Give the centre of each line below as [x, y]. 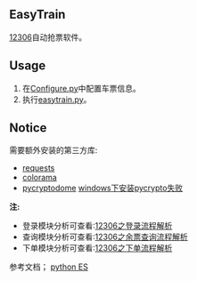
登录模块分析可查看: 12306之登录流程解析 [97, 226]
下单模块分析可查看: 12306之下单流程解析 [97, 248]
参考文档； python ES [49, 267]
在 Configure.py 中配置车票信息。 [81, 88]
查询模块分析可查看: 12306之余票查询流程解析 [105, 237]
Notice [28, 128]
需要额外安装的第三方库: [53, 150]
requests [38, 168]
